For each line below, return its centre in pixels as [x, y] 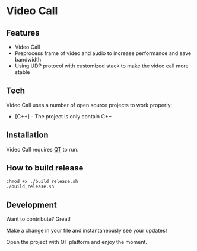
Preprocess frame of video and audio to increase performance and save [103, 53]
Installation [27, 135]
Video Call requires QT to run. [42, 149]
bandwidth [28, 59]
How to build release [45, 168]
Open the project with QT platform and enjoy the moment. [77, 242]
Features [23, 33]
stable [22, 72]
